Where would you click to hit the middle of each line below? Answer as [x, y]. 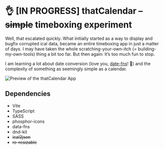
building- [147, 49]
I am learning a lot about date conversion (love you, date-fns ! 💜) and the [78, 63]
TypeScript [23, 111]
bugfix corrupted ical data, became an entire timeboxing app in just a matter [82, 43]
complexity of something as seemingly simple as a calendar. [66, 69]
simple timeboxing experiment [69, 25]
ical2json [21, 137]
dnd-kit [20, 132]
